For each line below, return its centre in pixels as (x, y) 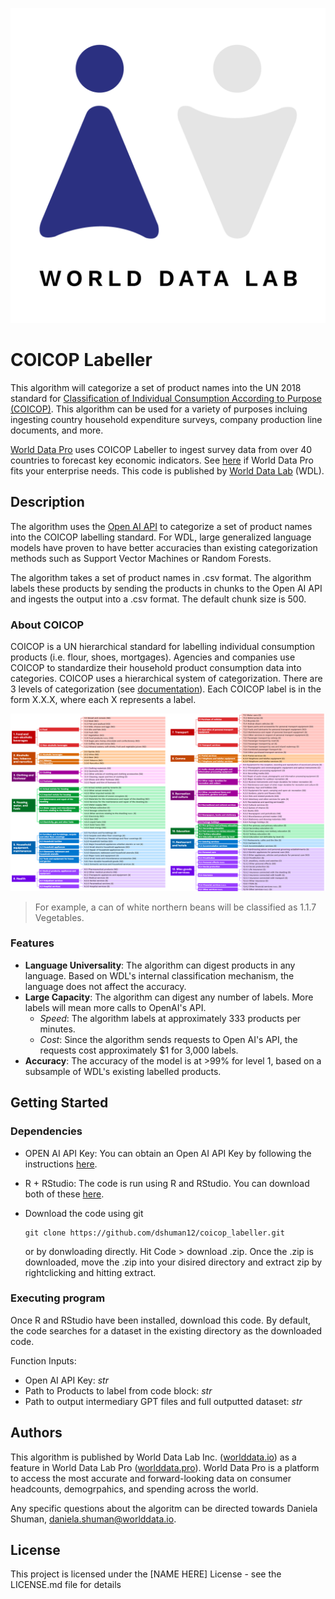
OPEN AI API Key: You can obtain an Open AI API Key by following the (168, 1153)
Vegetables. (59, 917)
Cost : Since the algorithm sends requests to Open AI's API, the (168, 1039)
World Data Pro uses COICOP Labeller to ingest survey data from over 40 (161, 449)
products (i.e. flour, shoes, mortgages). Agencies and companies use (153, 657)
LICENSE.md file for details (66, 1585)
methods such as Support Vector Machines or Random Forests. (141, 558)
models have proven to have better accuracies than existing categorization (164, 547)
